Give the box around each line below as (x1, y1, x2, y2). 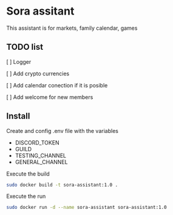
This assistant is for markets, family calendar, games (6, 24, 138, 32)
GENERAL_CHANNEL (15, 158, 68, 165)
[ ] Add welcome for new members (6, 93, 93, 101)
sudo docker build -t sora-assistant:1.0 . (6, 182, 118, 188)
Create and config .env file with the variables (6, 127, 118, 134)
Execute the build (6, 170, 50, 177)
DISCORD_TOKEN (15, 138, 59, 146)
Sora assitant (6, 4, 75, 18)
